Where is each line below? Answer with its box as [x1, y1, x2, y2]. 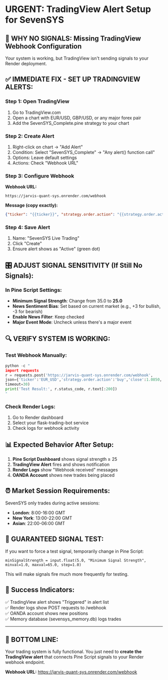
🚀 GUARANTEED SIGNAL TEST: [5, 535, 104, 544]
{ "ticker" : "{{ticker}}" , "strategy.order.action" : [5, 212, 115, 217]
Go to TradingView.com [12, 109, 61, 115]
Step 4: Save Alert [5, 224, 50, 231]
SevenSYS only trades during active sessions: [5, 500, 100, 506]
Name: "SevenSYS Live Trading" [12, 235, 80, 241]
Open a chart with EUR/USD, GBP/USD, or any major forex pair [12, 114, 141, 121]
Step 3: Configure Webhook [5, 172, 74, 179]
